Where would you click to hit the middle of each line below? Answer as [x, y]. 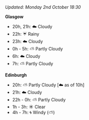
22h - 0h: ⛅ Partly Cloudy [39, 100]
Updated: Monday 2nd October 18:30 [43, 7]
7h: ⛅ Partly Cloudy [32, 63]
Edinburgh [16, 75]
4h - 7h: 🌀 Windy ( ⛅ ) [33, 112]
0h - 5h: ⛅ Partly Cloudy [37, 49]
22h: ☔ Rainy [26, 34]
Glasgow [14, 17]
